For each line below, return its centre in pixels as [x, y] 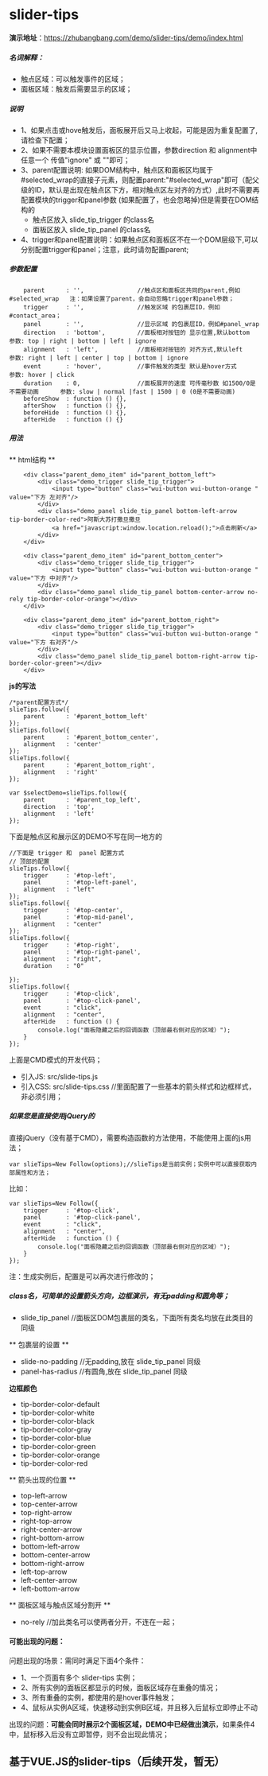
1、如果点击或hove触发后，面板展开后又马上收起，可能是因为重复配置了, [139, 130]
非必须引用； [41, 1096]
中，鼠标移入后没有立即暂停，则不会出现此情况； [89, 1734]
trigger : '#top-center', [74, 910]
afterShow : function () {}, [75, 406]
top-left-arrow [44, 1495]
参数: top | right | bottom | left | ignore [83, 341]
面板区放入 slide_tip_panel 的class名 [91, 229]
